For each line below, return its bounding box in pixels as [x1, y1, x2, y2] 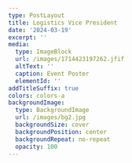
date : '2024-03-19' [8, 26, 72, 34]
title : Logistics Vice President [8, 19, 118, 27]
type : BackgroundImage [15, 107, 90, 114]
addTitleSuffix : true [8, 84, 79, 92]
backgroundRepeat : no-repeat [15, 135, 111, 143]
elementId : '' [15, 77, 61, 85]
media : [8, 41, 30, 49]
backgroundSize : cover [15, 121, 90, 129]
